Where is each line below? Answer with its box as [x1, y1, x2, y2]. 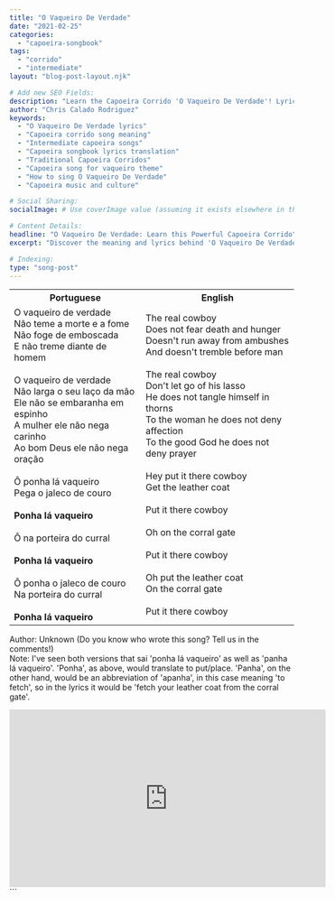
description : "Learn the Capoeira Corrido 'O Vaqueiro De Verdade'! [9, 97, 273, 106]
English [200, 292, 235, 304]
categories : [9, 30, 54, 39]
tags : [9, 47, 30, 56]
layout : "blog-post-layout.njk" [9, 72, 131, 81]
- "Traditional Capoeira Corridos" [17, 155, 152, 164]
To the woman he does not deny [145, 413, 283, 426]
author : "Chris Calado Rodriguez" [9, 105, 140, 114]
